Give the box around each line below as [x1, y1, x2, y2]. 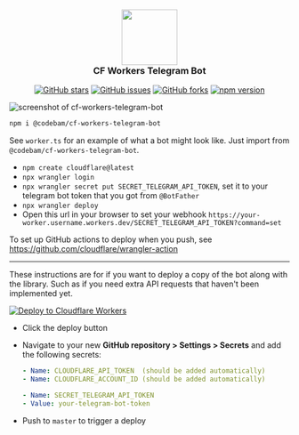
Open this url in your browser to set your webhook [21, 209, 207, 220]
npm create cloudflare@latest [21, 164, 135, 173]
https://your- [208, 211, 261, 220]
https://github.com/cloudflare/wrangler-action [9, 244, 178, 254]
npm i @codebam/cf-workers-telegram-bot [9, 119, 162, 128]
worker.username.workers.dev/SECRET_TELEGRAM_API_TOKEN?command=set [21, 219, 282, 228]
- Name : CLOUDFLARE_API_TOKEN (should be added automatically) [21, 367, 266, 375]
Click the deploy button [21, 323, 109, 334]
